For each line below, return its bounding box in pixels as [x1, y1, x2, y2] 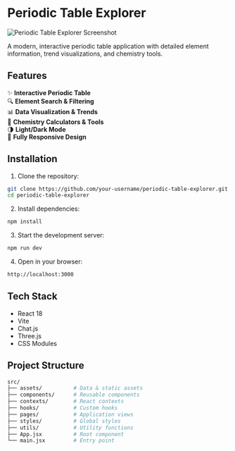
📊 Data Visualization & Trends [7, 107, 99, 116]
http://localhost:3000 [7, 271, 74, 278]
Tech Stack [7, 290, 58, 302]
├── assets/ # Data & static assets [7, 385, 143, 392]
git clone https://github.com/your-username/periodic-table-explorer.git [7, 185, 229, 192]
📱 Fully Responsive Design [7, 132, 87, 141]
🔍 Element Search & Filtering [7, 97, 94, 105]
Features [7, 70, 47, 82]
